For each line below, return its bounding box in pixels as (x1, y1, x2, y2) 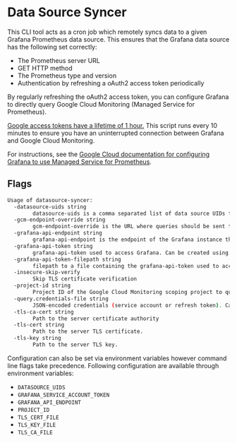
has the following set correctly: (7, 42, 97, 51)
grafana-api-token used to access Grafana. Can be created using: (32, 249, 232, 256)
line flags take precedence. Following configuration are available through (7, 361, 219, 370)
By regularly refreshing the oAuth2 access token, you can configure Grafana (7, 93, 229, 101)
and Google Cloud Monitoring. (7, 136, 95, 145)
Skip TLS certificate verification (32, 276, 138, 283)
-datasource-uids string (13, 203, 87, 211)
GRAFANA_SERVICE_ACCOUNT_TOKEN (17, 391, 110, 398)
